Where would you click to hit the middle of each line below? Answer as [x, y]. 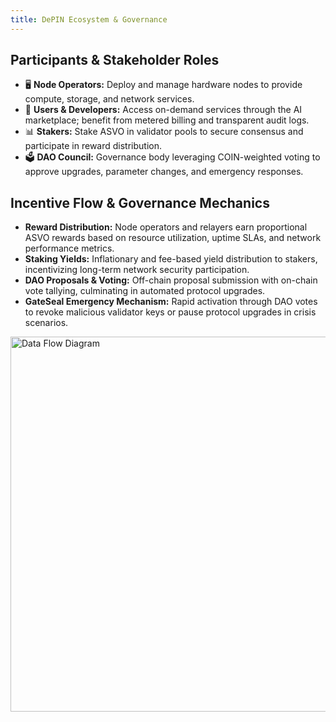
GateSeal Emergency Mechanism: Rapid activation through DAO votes [171, 302]
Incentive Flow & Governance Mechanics [140, 202]
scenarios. [46, 323]
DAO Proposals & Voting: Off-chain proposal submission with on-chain [171, 280]
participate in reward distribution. [93, 146]
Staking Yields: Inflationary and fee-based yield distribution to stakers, [171, 259]
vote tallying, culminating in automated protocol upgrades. [145, 291]
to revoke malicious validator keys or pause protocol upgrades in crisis [170, 312]
